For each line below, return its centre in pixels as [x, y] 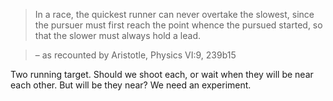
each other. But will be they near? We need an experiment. [131, 85]
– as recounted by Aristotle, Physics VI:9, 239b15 [135, 55]
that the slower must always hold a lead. [118, 35]
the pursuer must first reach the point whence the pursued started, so [178, 25]
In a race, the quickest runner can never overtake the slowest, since [174, 14]
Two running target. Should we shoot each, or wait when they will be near [162, 74]
